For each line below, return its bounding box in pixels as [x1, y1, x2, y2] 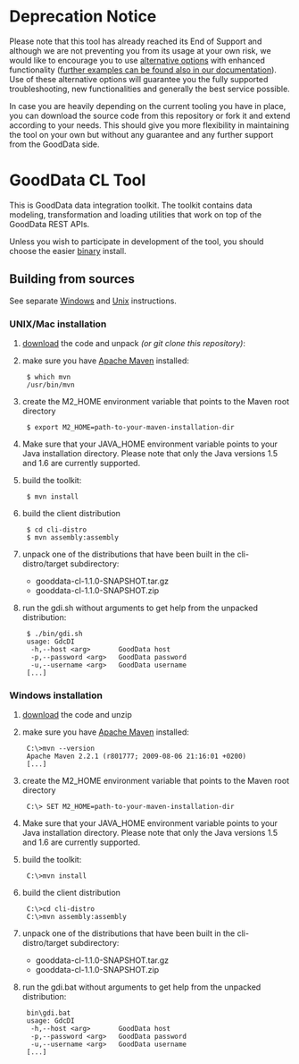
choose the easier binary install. [9, 245, 127, 256]
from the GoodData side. [9, 139, 100, 149]
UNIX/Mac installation [9, 318, 107, 330]
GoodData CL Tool [9, 170, 146, 191]
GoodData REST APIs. [9, 218, 90, 229]
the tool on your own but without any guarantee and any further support [9, 129, 274, 140]
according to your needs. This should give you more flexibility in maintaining [9, 119, 290, 131]
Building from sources [9, 271, 136, 287]
